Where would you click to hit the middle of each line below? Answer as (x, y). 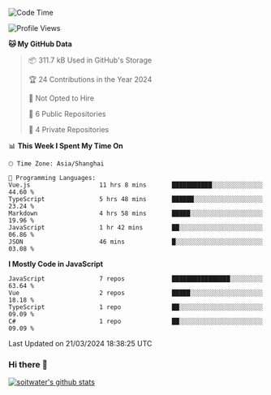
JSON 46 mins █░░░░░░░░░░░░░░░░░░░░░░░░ (136, 242)
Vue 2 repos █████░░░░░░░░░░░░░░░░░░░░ (136, 293)
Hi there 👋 (28, 364)
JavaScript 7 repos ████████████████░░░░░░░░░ (136, 279)
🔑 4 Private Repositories (69, 129)
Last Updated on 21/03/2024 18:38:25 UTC (80, 343)
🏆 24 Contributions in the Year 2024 (90, 79)
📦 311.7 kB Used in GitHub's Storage (90, 60)
